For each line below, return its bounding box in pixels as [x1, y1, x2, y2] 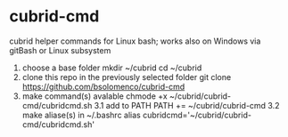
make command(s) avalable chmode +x [21, 91, 168, 101]
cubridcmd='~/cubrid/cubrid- [142, 109, 252, 120]
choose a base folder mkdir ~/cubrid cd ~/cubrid [21, 62, 202, 73]
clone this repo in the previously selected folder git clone [21, 71, 232, 82]
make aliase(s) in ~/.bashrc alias [21, 109, 141, 120]
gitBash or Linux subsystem [9, 44, 111, 55]
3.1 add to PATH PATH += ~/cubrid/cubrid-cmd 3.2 [94, 100, 280, 110]
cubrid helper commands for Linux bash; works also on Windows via [9, 36, 261, 46]
